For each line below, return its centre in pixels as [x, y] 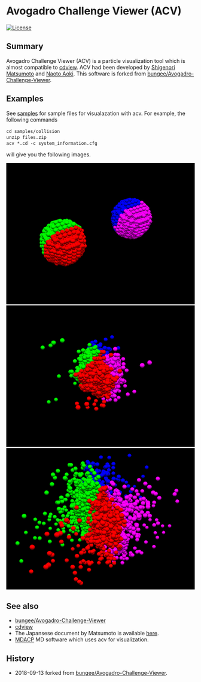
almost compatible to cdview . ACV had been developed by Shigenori [91, 67]
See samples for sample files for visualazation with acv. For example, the [96, 113]
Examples [25, 99]
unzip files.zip [26, 137]
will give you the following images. [48, 154]
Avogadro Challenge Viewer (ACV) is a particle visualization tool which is [96, 60]
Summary [25, 46]
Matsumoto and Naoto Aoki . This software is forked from [76, 74]
